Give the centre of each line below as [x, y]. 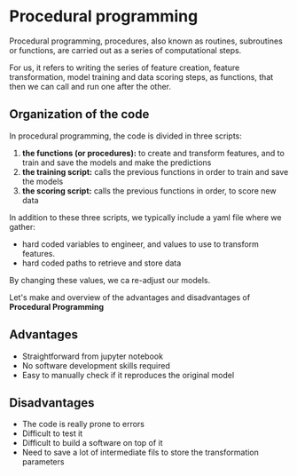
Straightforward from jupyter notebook [93, 356]
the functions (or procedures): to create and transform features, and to [153, 153]
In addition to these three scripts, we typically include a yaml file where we [145, 217]
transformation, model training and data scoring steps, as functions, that [141, 76]
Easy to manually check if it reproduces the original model [128, 375]
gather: [22, 226]
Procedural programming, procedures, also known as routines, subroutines [146, 41]
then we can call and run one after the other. [90, 86]
